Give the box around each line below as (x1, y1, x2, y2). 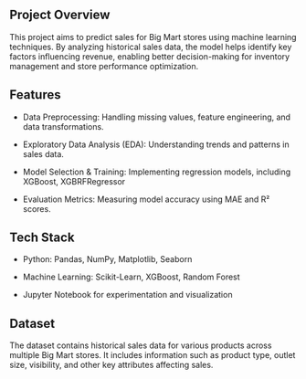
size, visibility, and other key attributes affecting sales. (9, 360, 214, 371)
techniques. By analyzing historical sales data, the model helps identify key (9, 41, 292, 52)
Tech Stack (9, 230, 75, 246)
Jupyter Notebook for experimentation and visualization (22, 290, 233, 300)
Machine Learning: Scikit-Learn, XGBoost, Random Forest (22, 271, 240, 282)
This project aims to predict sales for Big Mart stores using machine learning (9, 31, 297, 42)
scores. (22, 203, 52, 214)
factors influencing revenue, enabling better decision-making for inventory (9, 50, 290, 62)
